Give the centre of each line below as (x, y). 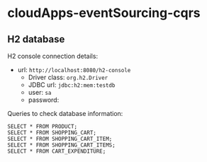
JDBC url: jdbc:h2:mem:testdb (72, 85)
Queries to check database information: (65, 114)
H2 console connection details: (52, 56)
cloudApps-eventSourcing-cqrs (104, 13)
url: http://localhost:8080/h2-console (74, 70)
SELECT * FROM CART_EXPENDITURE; (57, 151)
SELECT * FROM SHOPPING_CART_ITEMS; (61, 145)
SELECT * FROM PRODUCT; (43, 127)
